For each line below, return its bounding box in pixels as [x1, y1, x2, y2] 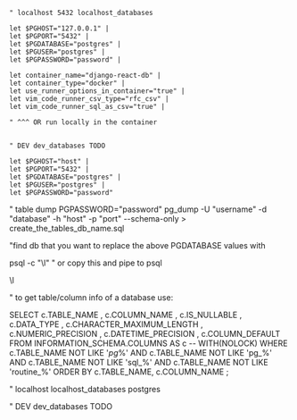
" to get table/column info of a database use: [9, 292, 174, 303]
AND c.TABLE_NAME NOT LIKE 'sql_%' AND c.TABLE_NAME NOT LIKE [9, 357, 269, 367]
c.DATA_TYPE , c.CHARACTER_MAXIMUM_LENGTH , [9, 319, 203, 330]
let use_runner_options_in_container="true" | [9, 87, 186, 96]
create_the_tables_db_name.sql [9, 223, 125, 233]
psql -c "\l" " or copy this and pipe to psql [9, 257, 162, 268]
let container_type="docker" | [9, 79, 126, 88]
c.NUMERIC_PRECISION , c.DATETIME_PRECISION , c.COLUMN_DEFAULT [9, 329, 281, 339]
